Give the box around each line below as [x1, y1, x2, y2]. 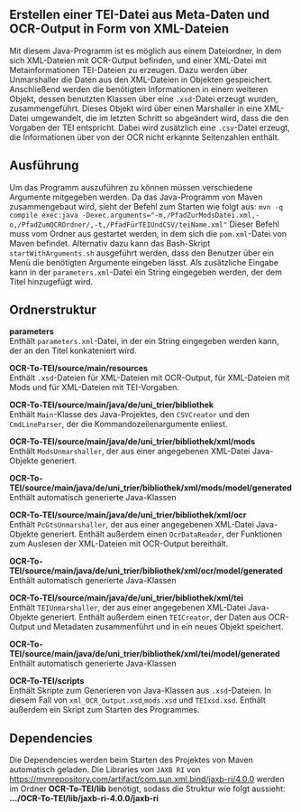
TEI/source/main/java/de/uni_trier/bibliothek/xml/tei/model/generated [9, 649, 281, 659]
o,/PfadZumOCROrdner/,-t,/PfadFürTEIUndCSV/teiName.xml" [9, 220, 228, 229]
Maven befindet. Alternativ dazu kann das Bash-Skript [9, 238, 211, 248]
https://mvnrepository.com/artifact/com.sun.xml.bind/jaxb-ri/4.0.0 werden [9, 774, 285, 785]
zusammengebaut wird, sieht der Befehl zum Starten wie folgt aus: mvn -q [9, 201, 284, 211]
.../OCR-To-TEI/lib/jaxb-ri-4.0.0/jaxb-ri [9, 793, 160, 804]
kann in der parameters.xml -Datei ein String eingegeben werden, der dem [9, 266, 282, 277]
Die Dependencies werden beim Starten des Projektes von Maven [9, 754, 254, 766]
